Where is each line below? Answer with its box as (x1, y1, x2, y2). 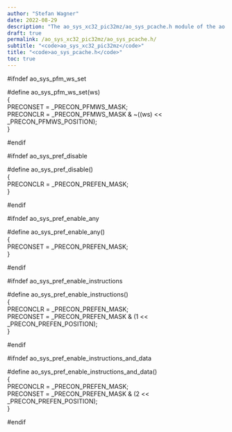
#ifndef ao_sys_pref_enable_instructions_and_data (7, 354, 151, 362)
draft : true (7, 29, 42, 37)
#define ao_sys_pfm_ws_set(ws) (7, 88, 101, 96)
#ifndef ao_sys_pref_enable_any (7, 214, 99, 222)
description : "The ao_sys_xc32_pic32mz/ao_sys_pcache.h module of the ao (7, 23, 226, 30)
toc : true (7, 56, 36, 63)
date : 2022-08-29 (7, 17, 58, 24)
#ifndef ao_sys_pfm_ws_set (7, 74, 87, 83)
